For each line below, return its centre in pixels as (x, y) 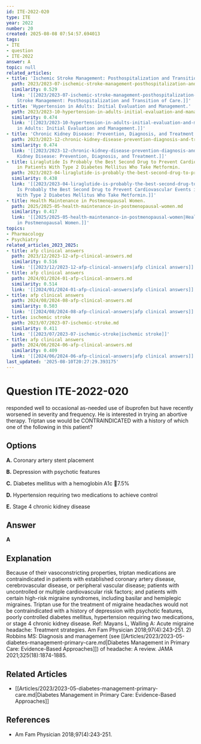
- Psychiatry (22, 240)
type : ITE (19, 17)
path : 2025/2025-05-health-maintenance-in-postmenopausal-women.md (98, 206)
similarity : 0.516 (35, 262)
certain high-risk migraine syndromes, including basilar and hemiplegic (94, 598)
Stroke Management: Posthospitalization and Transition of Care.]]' (104, 100)
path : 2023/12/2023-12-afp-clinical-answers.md (72, 256)
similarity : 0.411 (35, 328)
